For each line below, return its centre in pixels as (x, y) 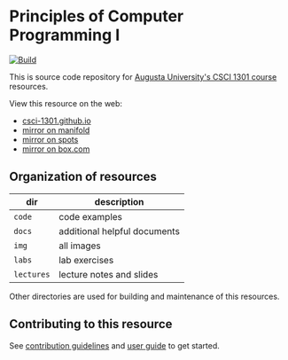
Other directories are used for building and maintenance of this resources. (144, 296)
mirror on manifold (56, 129)
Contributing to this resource (91, 324)
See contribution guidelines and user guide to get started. (114, 345)
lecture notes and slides (109, 274)
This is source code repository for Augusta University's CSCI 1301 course (143, 76)
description (119, 201)
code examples (90, 216)
